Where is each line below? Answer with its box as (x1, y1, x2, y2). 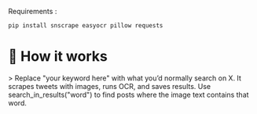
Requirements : (8, 7, 57, 16)
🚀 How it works (8, 48, 108, 66)
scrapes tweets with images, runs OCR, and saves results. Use (8, 81, 211, 91)
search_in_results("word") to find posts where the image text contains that (8, 90, 249, 99)
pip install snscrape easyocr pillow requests (8, 22, 163, 30)
